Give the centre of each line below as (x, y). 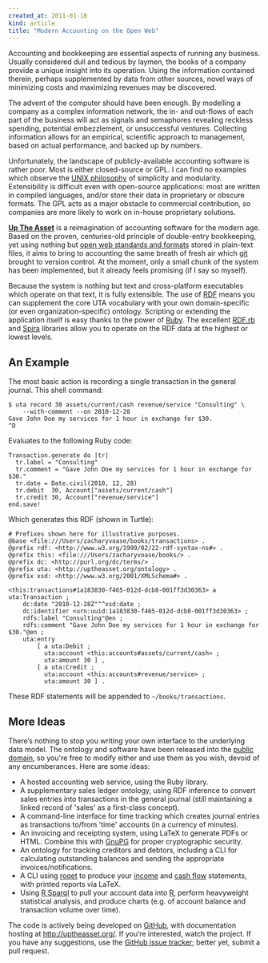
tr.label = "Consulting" (57, 463)
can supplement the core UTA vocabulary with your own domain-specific (129, 303)
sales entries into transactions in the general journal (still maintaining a (136, 799)
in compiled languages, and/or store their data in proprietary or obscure (127, 195)
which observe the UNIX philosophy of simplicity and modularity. (115, 178)
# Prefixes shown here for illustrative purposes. (94, 534)
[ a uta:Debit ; (64, 646)
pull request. (29, 951)
